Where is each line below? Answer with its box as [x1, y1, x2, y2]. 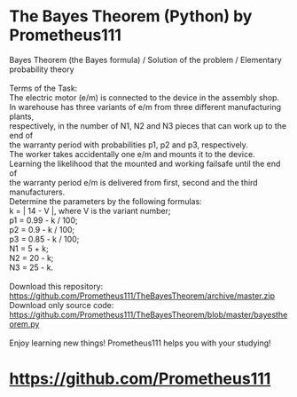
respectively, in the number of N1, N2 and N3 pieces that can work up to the [9, 120, 286, 131]
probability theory [9, 64, 74, 75]
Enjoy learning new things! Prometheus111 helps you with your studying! [9, 337, 272, 348]
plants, [9, 111, 34, 122]
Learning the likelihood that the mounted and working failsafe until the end [9, 158, 281, 169]
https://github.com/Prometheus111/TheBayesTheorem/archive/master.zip [9, 290, 275, 301]
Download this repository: [9, 281, 104, 291]
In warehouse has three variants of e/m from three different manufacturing [9, 101, 282, 112]
